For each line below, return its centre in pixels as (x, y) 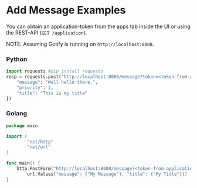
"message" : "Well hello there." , (57, 82)
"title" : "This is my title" (52, 93)
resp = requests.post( (34, 77)
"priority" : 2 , (35, 88)
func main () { (23, 163)
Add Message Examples (66, 10)
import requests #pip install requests (55, 71)
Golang (17, 114)
